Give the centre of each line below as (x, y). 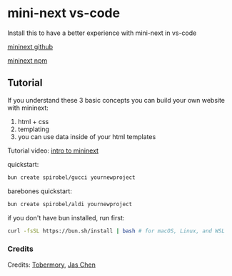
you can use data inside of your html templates (87, 136)
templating (34, 129)
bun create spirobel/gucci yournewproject (71, 177)
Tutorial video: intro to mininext (53, 150)
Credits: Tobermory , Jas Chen (52, 265)
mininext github (30, 46)
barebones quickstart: (40, 191)
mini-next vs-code (64, 13)
